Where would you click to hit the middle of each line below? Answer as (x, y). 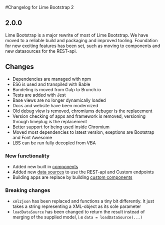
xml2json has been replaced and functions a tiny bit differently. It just (83, 201)
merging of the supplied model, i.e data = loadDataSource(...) (77, 217)
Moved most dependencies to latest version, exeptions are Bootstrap (83, 132)
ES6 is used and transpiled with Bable (51, 84)
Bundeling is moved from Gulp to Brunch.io (57, 89)
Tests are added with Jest (39, 95)
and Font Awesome (32, 137)
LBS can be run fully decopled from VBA (54, 143)
